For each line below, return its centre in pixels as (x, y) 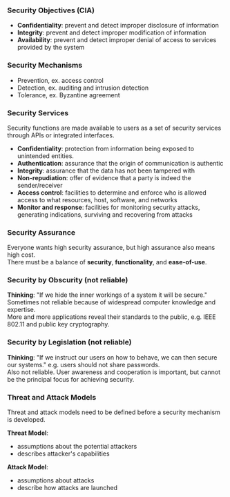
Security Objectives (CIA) (51, 10)
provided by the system (51, 48)
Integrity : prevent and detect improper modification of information (112, 32)
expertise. (21, 310)
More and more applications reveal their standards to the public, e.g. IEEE (112, 317)
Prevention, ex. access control (60, 80)
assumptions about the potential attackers (77, 447)
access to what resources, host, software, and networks (97, 199)
